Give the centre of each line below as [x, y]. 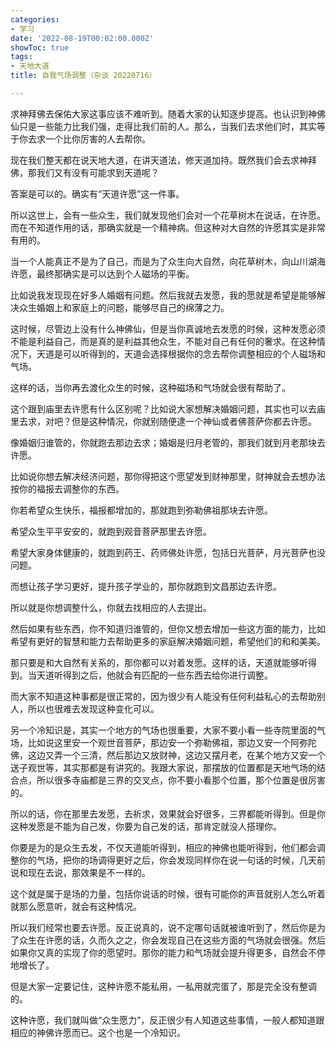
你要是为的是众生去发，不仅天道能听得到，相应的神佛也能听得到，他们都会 [163, 847]
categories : [35, 19]
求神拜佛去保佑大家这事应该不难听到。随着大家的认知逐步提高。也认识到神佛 [168, 113]
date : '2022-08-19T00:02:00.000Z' [82, 38]
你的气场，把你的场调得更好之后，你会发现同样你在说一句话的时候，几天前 [172, 860]
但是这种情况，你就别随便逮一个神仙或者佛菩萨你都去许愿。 [194, 421]
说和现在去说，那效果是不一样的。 [80, 872]
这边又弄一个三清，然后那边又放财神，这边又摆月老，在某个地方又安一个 [176, 755]
